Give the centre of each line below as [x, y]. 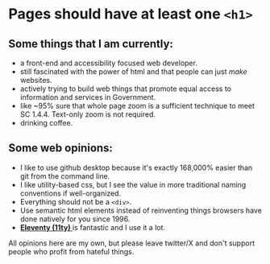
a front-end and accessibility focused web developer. [108, 63]
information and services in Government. [88, 97]
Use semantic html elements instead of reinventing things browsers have [141, 210]
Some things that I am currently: [91, 44]
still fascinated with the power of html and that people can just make [133, 72]
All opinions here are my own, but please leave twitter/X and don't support [132, 243]
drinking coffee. [46, 123]
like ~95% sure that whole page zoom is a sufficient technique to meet [137, 106]
